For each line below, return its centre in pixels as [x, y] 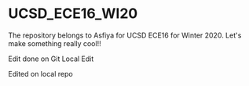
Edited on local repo [40, 73]
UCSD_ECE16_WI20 [73, 14]
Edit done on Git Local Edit [51, 59]
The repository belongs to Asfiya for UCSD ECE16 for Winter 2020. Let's [125, 35]
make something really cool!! [55, 43]
